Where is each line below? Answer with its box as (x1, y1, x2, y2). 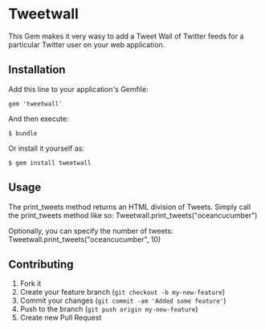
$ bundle (8, 129, 38, 137)
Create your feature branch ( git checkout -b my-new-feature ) (19, 288, 226, 297)
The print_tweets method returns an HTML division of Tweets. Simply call (8, 202, 251, 211)
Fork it (19, 279, 42, 288)
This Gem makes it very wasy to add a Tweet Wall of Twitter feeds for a (8, 31, 244, 41)
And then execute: (8, 114, 69, 123)
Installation (8, 63, 66, 77)
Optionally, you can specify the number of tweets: (8, 226, 174, 235)
